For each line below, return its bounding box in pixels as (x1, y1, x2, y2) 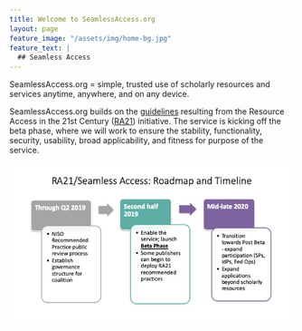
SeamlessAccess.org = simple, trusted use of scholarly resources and (9, 79, 271, 90)
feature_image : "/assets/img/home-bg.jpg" (9, 34, 172, 43)
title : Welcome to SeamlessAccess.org (9, 15, 156, 24)
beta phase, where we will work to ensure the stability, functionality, (9, 125, 262, 136)
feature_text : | (9, 44, 71, 53)
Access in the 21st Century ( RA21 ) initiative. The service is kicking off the (9, 116, 282, 127)
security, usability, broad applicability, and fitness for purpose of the (9, 135, 264, 146)
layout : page (9, 24, 59, 34)
